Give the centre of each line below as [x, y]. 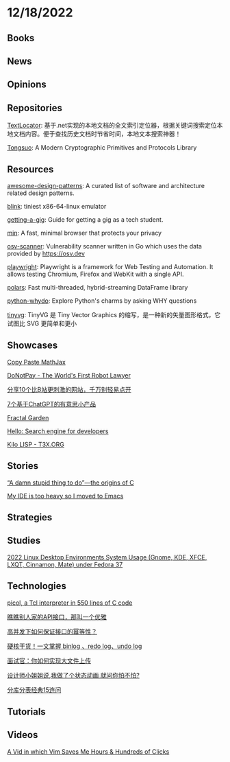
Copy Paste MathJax [37, 362]
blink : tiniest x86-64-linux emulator [57, 206]
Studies [24, 541]
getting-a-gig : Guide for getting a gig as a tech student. [85, 219]
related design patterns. [41, 193]
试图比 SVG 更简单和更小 [42, 323]
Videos [23, 735]
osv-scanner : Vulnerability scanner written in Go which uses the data [104, 246]
